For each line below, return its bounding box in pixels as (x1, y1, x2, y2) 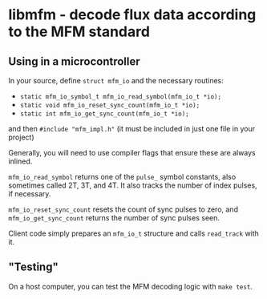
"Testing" (8, 261, 59, 274)
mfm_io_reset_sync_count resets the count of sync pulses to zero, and (8, 204, 239, 214)
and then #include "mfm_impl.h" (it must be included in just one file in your (8, 124, 256, 133)
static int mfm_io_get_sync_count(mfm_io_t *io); (19, 110, 190, 118)
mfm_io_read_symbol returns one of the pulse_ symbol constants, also (8, 172, 237, 181)
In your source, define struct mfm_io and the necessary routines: (8, 76, 225, 85)
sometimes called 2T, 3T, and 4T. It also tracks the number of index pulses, (8, 180, 258, 190)
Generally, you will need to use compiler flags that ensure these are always (8, 148, 257, 157)
